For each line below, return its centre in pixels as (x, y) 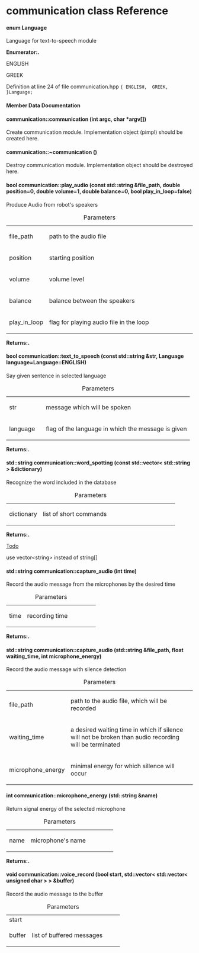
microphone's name (58, 840)
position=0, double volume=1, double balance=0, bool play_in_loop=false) (99, 191)
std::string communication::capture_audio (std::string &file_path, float (95, 650)
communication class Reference (87, 11)
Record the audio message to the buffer (55, 894)
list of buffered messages (67, 935)
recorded (83, 708)
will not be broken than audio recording (125, 737)
